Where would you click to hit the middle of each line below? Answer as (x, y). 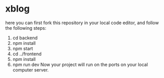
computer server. (31, 70)
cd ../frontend (27, 54)
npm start (23, 48)
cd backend (25, 38)
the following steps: (26, 28)
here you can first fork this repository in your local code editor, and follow (82, 23)
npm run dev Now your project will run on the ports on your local (80, 64)
